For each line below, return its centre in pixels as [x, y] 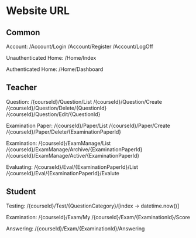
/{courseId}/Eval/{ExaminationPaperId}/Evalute [63, 173]
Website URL [38, 11]
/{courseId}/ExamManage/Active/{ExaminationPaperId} [73, 155]
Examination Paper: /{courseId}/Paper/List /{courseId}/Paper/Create [88, 125]
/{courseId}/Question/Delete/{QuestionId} [56, 108]
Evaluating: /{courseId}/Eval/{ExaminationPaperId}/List [72, 167]
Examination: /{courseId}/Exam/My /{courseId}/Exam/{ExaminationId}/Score [98, 217]
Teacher [21, 88]
